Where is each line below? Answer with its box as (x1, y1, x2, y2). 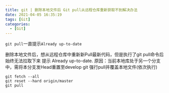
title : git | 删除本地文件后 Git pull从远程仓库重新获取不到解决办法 (5, 7, 138, 13)
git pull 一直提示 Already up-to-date (5, 41, 82, 47)
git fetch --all (5, 74, 39, 79)
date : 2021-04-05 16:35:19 (5, 12, 62, 17)
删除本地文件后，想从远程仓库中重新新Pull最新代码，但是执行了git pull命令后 (5, 52, 164, 58)
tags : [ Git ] (5, 17, 30, 22)
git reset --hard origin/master (5, 79, 73, 84)
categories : (5, 21, 30, 27)
